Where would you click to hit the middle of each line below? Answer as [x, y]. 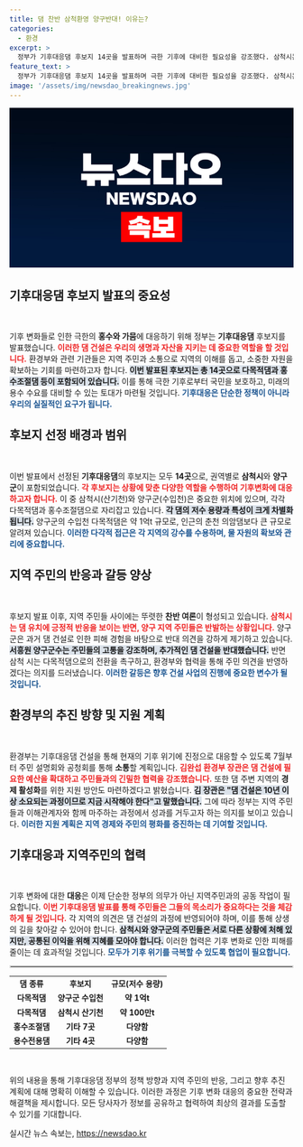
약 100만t [137, 1012]
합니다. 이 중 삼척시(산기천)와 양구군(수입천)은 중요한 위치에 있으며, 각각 [159, 499]
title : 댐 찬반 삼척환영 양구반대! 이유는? [79, 19]
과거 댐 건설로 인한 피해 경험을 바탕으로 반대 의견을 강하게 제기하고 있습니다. [159, 639]
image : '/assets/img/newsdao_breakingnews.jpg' [101, 86]
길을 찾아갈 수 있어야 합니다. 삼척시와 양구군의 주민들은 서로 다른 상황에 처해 [151, 929]
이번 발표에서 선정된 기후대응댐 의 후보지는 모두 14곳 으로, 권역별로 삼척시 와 [140, 476]
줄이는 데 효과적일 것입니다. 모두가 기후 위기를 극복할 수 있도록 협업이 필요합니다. [150, 952]
